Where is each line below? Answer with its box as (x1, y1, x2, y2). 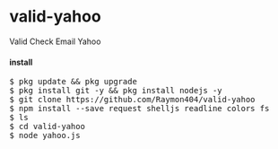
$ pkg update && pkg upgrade (9, 76, 137, 87)
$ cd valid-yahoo (9, 121, 85, 132)
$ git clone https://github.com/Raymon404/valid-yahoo (9, 94, 256, 105)
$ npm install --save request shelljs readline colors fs (9, 103, 270, 114)
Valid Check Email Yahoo (9, 36, 101, 47)
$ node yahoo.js (9, 130, 81, 141)
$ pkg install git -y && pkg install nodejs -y (9, 85, 222, 96)
